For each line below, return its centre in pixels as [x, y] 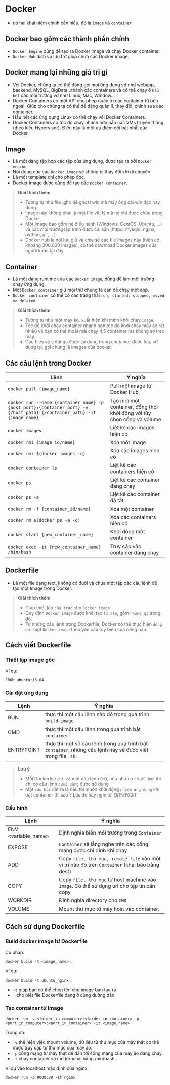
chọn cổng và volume [136, 420]
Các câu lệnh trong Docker [48, 363]
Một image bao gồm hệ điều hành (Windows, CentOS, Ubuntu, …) [94, 224]
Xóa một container [132, 509]
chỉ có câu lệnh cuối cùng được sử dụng [67, 784]
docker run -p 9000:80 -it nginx [40, 1078]
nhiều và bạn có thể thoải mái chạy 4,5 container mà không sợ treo [95, 331]
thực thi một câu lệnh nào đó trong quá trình [97, 714]
